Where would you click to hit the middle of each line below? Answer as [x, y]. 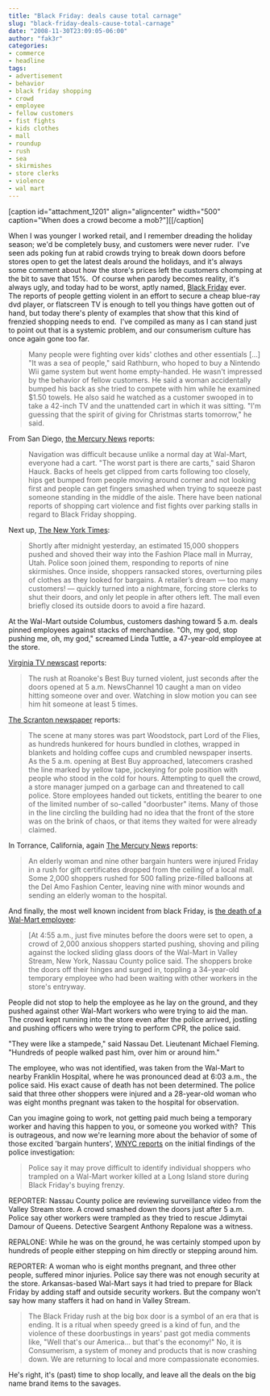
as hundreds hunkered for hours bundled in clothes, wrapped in [134, 744]
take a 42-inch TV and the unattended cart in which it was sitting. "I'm [145, 405]
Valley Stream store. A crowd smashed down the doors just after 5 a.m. [126, 1209]
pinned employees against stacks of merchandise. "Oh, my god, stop [123, 630]
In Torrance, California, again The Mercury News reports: [103, 845]
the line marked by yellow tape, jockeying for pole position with [133, 769]
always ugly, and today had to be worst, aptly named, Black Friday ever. [127, 287]
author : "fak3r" [35, 38]
